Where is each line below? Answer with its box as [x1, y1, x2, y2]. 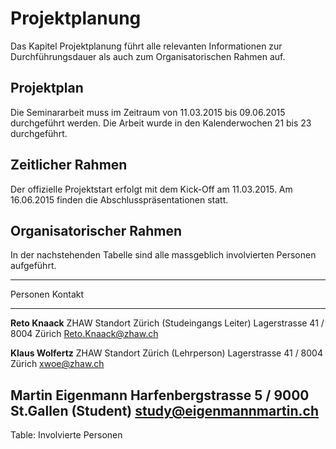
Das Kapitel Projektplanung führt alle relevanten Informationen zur [10, 40, 283, 52]
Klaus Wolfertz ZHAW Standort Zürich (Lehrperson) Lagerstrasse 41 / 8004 [10, 347, 323, 359]
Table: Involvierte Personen [10, 429, 123, 441]
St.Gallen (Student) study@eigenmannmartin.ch [10, 402, 319, 419]
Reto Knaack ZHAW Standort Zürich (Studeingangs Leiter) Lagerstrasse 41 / [10, 317, 325, 329]
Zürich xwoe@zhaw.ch [10, 358, 105, 370]
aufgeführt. [10, 260, 57, 272]
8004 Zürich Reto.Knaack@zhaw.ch [10, 328, 159, 340]
